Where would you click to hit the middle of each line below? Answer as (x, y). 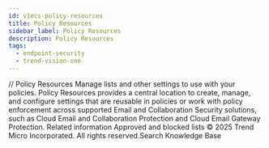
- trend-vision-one (49, 61)
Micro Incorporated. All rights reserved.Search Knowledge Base (115, 135)
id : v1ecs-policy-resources (56, 16)
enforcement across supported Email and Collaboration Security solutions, (133, 109)
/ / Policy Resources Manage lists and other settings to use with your (122, 84)
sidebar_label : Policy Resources (65, 31)
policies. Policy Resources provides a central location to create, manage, (130, 92)
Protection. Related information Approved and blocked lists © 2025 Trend (131, 127)
